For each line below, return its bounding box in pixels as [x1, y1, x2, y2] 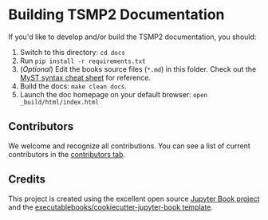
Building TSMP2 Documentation [8, 6, 225, 24]
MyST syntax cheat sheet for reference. [19, 73, 152, 82]
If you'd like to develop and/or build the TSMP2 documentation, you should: [8, 32, 257, 41]
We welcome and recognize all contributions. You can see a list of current [8, 141, 250, 151]
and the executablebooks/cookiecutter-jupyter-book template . [8, 202, 214, 212]
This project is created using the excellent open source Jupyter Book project [8, 194, 260, 203]
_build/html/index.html [19, 98, 100, 106]
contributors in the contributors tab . [8, 149, 126, 159]
